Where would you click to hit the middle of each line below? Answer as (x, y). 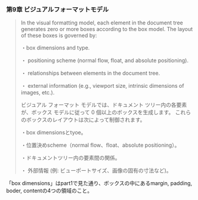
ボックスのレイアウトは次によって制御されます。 (86, 120)
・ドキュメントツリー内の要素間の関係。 (70, 158)
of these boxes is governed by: (59, 36)
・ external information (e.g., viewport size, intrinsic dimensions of (102, 86)
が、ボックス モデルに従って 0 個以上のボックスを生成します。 (97, 112)
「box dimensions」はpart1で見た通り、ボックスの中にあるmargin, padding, (99, 183)
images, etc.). (38, 93)
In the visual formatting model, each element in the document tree (102, 23)
